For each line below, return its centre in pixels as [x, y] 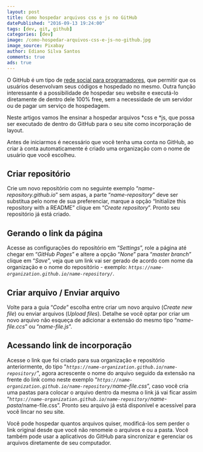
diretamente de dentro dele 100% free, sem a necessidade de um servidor [100, 99]
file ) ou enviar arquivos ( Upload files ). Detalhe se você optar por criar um [98, 313]
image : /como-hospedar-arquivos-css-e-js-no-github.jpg [79, 40]
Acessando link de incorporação [69, 346]
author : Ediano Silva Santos [44, 52]
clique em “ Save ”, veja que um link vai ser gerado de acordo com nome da [100, 261]
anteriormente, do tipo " [37, 367]
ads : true [19, 62]
